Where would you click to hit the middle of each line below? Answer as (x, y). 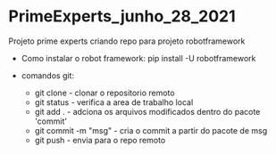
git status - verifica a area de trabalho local (114, 102)
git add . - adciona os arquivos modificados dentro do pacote (147, 111)
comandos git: (48, 75)
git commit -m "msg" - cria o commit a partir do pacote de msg (151, 130)
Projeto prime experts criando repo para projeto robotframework (127, 41)
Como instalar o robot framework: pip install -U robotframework (138, 58)
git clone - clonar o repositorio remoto (105, 93)
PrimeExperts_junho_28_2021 (122, 16)
